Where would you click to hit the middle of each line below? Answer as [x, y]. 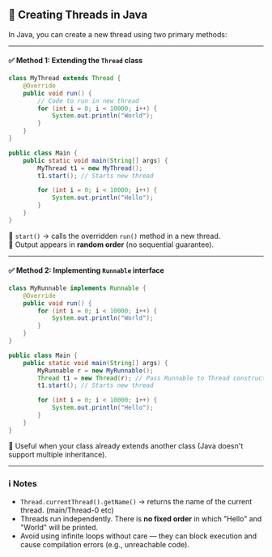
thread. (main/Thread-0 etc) [67, 510]
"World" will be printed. [59, 528]
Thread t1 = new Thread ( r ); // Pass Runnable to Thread [134, 378]
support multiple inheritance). [58, 454]
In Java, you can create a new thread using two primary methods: [118, 34]
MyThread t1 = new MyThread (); [90, 168]
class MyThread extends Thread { [65, 79]
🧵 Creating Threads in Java [78, 15]
